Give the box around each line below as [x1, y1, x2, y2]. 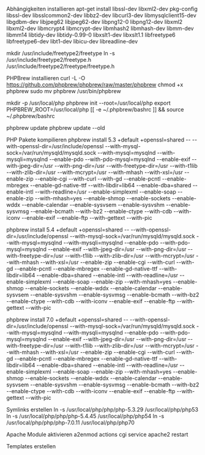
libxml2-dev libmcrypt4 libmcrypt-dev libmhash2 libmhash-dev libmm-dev [6, 24, 194, 32]
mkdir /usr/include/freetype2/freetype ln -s [6, 50, 115, 57]
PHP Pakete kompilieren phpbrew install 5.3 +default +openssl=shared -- [6, 136, 191, 143]
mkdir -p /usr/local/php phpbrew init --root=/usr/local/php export [6, 99, 171, 107]
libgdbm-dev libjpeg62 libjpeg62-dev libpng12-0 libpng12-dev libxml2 [6, 18, 183, 25]
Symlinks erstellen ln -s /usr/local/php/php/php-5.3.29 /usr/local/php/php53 [6, 406, 199, 413]
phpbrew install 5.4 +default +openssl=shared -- [6, 226, 130, 233]
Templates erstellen [6, 443, 56, 449]
